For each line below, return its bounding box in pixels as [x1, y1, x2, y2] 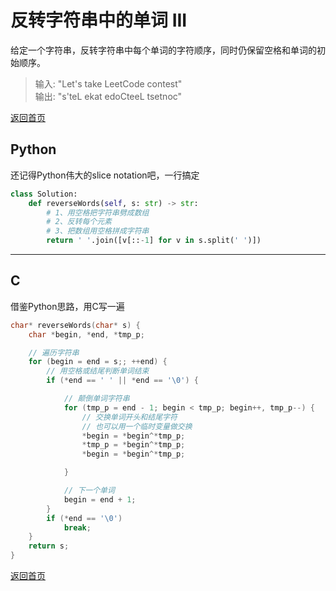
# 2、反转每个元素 [46, 217, 112, 227]
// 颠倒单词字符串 [63, 394, 130, 404]
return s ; [28, 541, 70, 551]
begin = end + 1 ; [63, 494, 137, 505]
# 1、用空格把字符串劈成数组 [46, 207, 150, 218]
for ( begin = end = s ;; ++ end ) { [28, 357, 168, 367]
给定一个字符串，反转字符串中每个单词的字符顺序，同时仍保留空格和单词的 [10, 44, 317, 56]
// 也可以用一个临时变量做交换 [81, 421, 193, 431]
